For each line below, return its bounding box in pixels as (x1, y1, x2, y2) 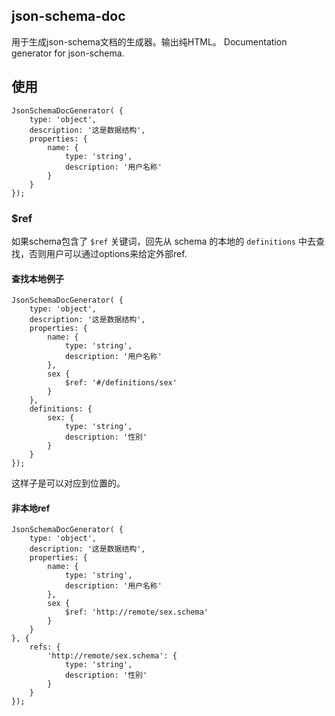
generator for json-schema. (11, 47, 125, 59)
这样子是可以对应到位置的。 (11, 477, 126, 489)
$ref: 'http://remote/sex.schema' (64, 607, 209, 618)
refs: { (29, 642, 61, 653)
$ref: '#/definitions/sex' (64, 378, 178, 388)
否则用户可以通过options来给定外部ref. (28, 247, 188, 259)
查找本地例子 (11, 272, 64, 284)
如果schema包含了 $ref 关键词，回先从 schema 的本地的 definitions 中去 (11, 235, 316, 247)
